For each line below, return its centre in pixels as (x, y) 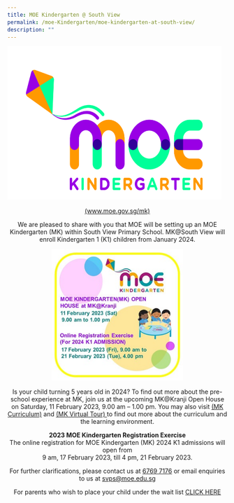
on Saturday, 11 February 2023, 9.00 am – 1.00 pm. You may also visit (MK (117, 407)
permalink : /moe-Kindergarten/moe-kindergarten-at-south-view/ (101, 22)
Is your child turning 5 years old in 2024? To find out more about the (110, 392)
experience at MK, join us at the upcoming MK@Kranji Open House (128, 399)
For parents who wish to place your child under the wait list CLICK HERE (117, 492)
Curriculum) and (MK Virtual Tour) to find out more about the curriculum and (117, 414)
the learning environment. (117, 422)
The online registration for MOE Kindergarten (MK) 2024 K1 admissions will (117, 443)
